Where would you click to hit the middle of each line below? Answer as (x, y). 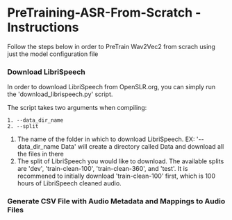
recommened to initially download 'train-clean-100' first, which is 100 (116, 176)
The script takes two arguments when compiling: (77, 108)
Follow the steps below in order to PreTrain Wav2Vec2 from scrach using (111, 46)
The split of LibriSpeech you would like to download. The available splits (121, 161)
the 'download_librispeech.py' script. (60, 94)
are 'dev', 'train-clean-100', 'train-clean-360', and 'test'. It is (102, 169)
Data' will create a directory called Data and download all (142, 147)
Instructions (43, 27)
